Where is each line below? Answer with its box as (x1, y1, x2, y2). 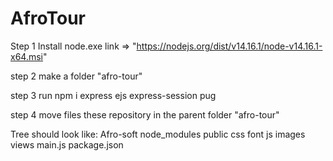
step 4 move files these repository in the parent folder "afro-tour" (10, 108, 280, 121)
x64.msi (10, 50, 43, 62)
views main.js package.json (10, 138, 124, 151)
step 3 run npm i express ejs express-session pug (10, 89, 217, 101)
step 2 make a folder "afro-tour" (10, 70, 143, 82)
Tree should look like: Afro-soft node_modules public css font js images (10, 128, 306, 140)
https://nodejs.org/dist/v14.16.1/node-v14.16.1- (136, 40, 323, 52)
